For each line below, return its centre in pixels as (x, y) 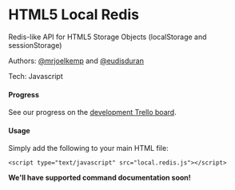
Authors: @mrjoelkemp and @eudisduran (76, 61)
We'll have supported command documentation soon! (100, 178)
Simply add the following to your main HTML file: (89, 148)
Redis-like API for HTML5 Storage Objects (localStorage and (108, 37)
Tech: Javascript (36, 76)
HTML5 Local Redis (74, 15)
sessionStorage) (35, 45)
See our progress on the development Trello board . (93, 113)
